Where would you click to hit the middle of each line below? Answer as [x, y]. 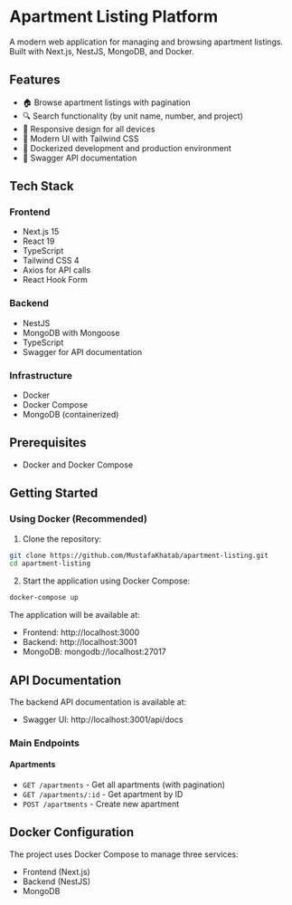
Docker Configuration [71, 832]
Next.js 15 [41, 232]
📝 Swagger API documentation [80, 158]
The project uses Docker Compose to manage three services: [124, 854]
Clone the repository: [62, 539]
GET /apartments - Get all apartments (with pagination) [124, 785]
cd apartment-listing [50, 563]
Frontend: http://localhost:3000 [81, 632]
